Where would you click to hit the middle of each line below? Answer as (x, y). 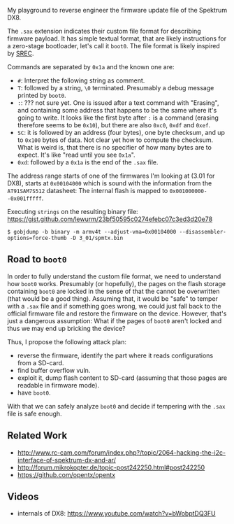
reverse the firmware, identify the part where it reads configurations (115, 355)
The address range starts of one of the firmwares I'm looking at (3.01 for (111, 176)
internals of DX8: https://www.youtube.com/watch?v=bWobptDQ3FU (116, 514)
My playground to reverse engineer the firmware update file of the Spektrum (117, 10)
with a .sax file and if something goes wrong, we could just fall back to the (114, 306)
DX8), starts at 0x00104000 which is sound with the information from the (110, 183)
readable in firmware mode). (58, 385)
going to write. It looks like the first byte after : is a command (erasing (118, 118)
